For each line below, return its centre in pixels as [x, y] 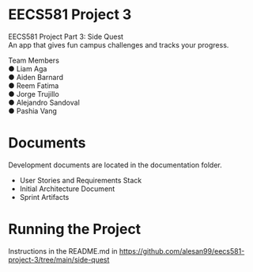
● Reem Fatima [34, 86]
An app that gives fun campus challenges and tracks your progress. [119, 44]
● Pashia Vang [33, 111]
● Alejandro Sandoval [44, 102]
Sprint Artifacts [44, 197]
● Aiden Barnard [36, 77]
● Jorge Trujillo [34, 94]
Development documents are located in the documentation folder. [115, 165]
